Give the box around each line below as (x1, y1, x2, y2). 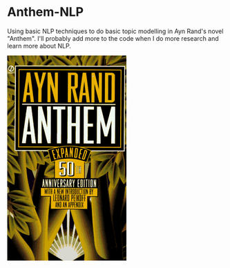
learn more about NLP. (7, 41, 71, 50)
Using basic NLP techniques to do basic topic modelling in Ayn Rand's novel (7, 27, 224, 35)
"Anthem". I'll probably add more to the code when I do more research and (7, 34, 219, 42)
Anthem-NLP (7, 4, 84, 20)
